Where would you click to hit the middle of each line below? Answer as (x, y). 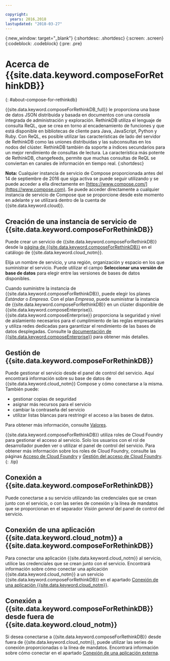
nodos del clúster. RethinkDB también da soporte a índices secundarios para (85, 147)
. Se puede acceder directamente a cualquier (112, 189)
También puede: (22, 389)
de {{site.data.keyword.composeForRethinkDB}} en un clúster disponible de (84, 304)
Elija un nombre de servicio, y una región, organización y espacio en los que (85, 262)
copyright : (17, 14)
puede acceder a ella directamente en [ (46, 184)
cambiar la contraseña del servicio (49, 409)
